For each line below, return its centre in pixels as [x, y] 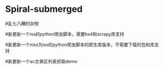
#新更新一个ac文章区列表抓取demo [41, 61]
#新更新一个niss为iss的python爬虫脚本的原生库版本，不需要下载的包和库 [80, 44]
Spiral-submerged [44, 9]
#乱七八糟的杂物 [22, 23]
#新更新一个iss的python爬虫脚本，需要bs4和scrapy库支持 [65, 34]
